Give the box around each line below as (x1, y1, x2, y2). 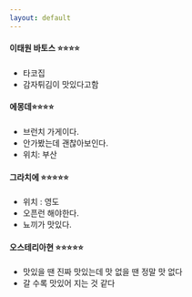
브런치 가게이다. (22, 127, 79, 138)
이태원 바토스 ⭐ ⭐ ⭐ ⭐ (9, 43, 80, 54)
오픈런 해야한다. (22, 208, 79, 219)
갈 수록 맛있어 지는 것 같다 (22, 278, 116, 289)
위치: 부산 (22, 149, 57, 160)
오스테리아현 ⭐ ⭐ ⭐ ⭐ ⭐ (9, 241, 84, 252)
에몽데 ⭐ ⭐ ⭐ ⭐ (9, 101, 55, 112)
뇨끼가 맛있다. (22, 220, 73, 230)
